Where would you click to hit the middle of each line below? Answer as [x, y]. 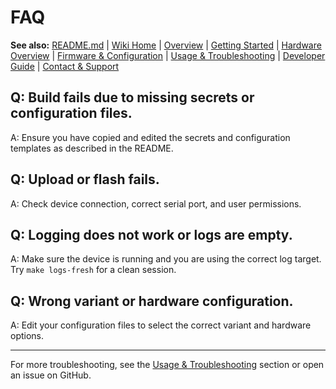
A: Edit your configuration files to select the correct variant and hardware [161, 325]
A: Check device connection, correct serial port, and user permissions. [156, 203]
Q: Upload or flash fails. [85, 179]
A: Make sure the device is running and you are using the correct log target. [166, 259]
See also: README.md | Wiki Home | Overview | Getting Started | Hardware [166, 45]
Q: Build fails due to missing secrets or [132, 97]
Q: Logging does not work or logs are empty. [151, 234]
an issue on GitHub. [51, 375]
